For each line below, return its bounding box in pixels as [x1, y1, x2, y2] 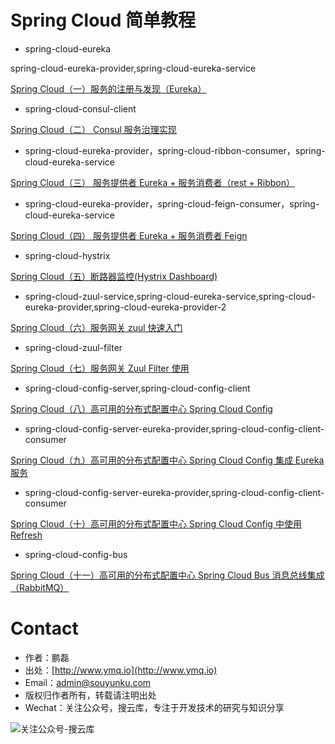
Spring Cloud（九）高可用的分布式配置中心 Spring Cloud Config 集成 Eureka [10, 454, 325, 466]
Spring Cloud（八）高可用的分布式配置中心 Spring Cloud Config [10, 402, 273, 415]
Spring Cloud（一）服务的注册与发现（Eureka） [10, 82, 207, 95]
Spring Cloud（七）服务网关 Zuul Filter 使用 [10, 362, 190, 374]
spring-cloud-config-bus [24, 548, 128, 560]
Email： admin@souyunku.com [24, 676, 152, 688]
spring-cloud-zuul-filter [24, 341, 123, 353]
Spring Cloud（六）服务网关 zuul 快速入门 [10, 321, 183, 333]
